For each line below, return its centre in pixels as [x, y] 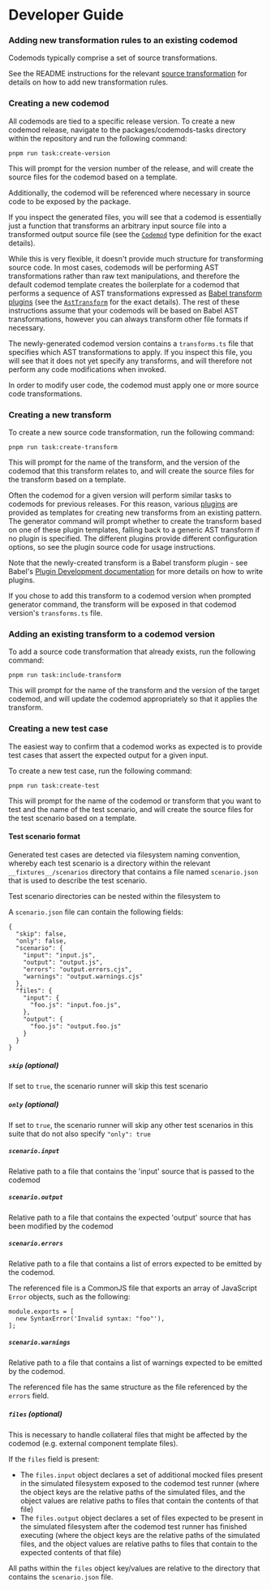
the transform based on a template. [67, 480]
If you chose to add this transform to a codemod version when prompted [130, 596]
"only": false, [41, 941]
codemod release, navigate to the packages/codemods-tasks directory [127, 130]
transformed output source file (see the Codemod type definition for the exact [135, 234]
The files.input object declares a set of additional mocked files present [142, 1475]
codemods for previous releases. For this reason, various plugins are [123, 504]
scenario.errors [36, 1244]
